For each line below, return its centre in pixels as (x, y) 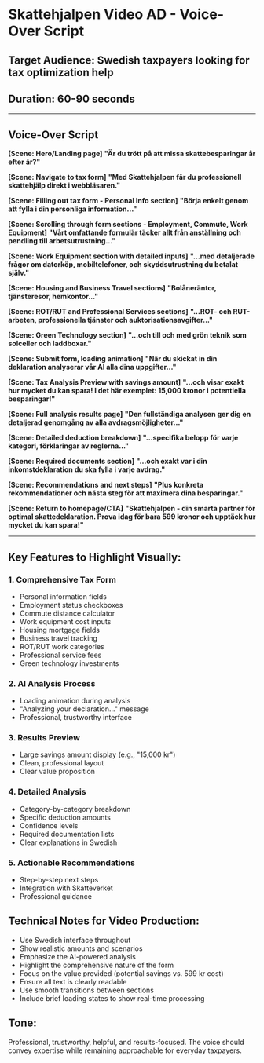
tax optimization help (61, 72)
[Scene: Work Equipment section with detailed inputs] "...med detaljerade (132, 256)
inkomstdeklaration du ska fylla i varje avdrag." (87, 469)
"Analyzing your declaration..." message (84, 709)
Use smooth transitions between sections (87, 990)
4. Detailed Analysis (47, 792)
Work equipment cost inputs (65, 621)
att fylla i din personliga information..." (73, 209)
